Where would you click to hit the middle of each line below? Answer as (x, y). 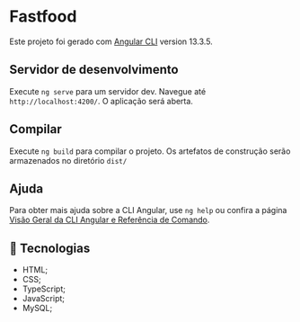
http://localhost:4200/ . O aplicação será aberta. (101, 101)
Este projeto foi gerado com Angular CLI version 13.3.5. (111, 41)
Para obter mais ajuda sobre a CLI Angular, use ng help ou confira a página (148, 210)
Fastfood (43, 17)
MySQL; (37, 309)
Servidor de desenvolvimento (94, 70)
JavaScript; (44, 299)
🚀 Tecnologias (50, 248)
